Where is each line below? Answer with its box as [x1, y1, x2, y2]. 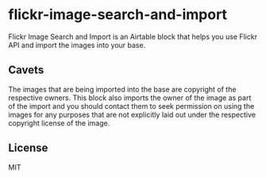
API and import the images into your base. [8, 40, 146, 49]
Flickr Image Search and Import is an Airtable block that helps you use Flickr [8, 32, 258, 41]
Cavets [8, 64, 44, 77]
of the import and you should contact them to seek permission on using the [8, 101, 255, 110]
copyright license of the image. [8, 118, 110, 128]
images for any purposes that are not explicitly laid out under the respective [8, 110, 256, 119]
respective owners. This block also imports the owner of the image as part [8, 93, 252, 103]
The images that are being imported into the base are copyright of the [8, 84, 237, 94]
